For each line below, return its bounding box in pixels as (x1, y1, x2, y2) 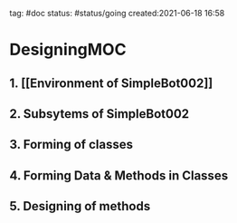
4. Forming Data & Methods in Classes (9, 168, 229, 183)
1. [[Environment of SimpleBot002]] (9, 75, 213, 91)
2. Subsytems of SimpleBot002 (9, 106, 190, 121)
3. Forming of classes (9, 137, 134, 152)
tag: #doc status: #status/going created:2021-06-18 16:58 (9, 8, 225, 18)
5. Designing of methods (9, 199, 151, 214)
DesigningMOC (9, 40, 127, 60)
